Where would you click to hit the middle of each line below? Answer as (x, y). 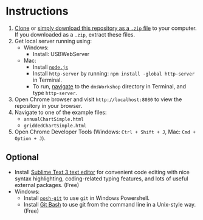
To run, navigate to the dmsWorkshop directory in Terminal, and (109, 86)
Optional (22, 158)
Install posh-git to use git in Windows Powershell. (87, 198)
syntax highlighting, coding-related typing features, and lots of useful (101, 179)
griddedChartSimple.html (55, 126)
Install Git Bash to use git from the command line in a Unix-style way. (110, 204)
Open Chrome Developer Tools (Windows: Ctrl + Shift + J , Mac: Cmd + (105, 132)
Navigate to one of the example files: (60, 112)
